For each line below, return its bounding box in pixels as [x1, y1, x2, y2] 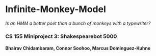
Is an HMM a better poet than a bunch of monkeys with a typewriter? [5, 20, 151, 26]
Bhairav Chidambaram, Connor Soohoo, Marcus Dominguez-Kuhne [5, 45, 151, 51]
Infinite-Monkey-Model [5, 4, 106, 15]
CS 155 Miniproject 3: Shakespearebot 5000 [5, 33, 117, 40]
